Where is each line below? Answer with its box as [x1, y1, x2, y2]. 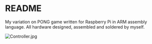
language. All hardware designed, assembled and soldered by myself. [5, 24, 145, 29]
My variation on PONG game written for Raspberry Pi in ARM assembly [5, 19, 147, 25]
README [5, 3, 42, 14]
